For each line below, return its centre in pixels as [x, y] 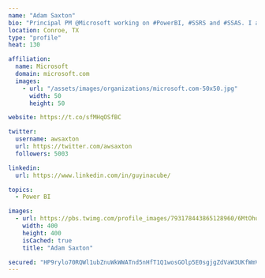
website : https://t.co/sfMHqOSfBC [65, 118]
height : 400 [42, 233]
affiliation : [30, 59]
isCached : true [47, 240]
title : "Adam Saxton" [58, 248]
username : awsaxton [47, 139]
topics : [21, 190]
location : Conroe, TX [44, 30]
